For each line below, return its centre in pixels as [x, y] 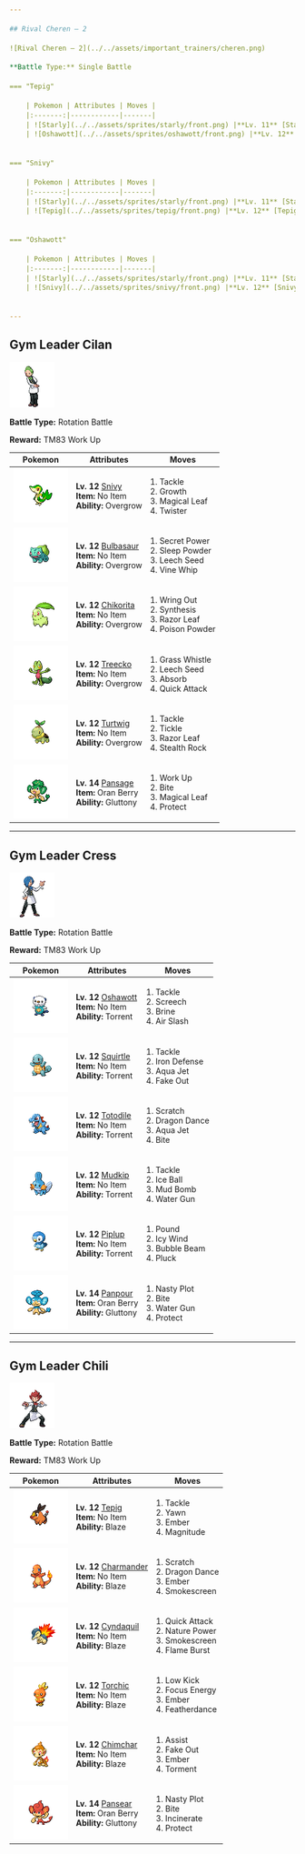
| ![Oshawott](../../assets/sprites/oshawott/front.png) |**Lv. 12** [160, 135]
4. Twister [168, 510]
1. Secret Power [180, 541]
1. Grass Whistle [180, 659]
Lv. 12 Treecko [104, 665]
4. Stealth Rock [178, 747]
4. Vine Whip [173, 570]
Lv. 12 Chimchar [107, 1745]
